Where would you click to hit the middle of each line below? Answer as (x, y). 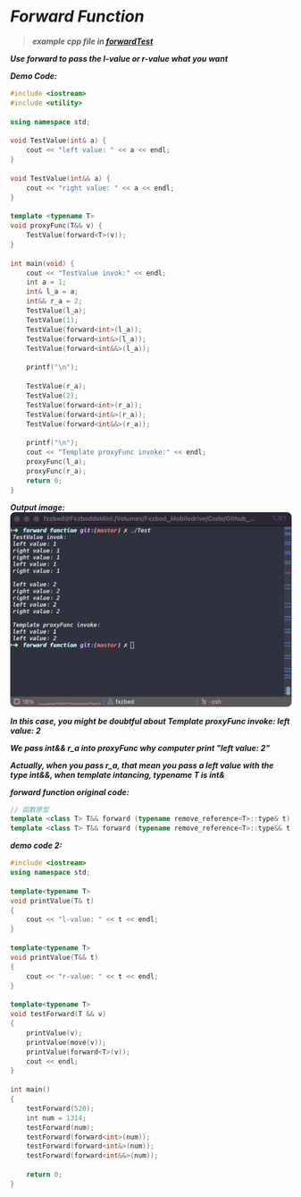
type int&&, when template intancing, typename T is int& (117, 774)
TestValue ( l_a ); (57, 311)
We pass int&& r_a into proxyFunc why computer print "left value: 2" (140, 748)
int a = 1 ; (46, 282)
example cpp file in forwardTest (92, 41)
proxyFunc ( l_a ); (57, 462)
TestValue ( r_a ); (57, 387)
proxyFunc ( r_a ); (57, 471)
